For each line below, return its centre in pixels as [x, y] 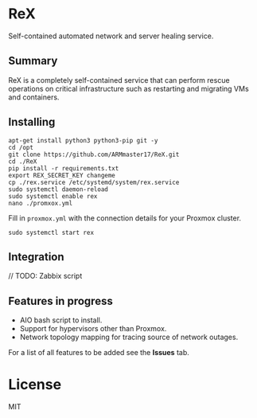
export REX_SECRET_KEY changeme [62, 175]
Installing [32, 122]
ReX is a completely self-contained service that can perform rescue [119, 80]
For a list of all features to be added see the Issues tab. [99, 353]
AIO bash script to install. [61, 320]
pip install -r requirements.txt [64, 168]
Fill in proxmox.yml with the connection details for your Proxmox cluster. [125, 218]
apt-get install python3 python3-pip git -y [83, 140]
